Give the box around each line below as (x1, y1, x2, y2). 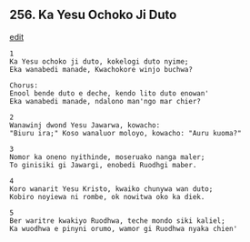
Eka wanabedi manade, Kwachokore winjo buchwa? (9, 65, 194, 74)
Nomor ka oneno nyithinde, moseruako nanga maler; (9, 152, 205, 162)
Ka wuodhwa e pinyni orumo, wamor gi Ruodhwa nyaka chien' (9, 224, 238, 233)
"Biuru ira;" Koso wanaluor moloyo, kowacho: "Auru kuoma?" (9, 128, 243, 137)
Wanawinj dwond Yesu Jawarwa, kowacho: (9, 120, 161, 130)
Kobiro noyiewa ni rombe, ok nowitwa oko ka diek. (9, 192, 205, 201)
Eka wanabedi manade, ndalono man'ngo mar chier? (9, 96, 202, 106)
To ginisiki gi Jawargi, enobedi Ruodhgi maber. (9, 160, 197, 169)
